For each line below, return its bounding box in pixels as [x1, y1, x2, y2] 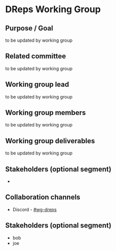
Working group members [5, 108, 86, 117]
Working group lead [5, 80, 69, 89]
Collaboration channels [5, 193, 81, 202]
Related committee [5, 52, 66, 60]
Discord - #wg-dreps [12, 206, 57, 212]
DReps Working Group [5, 4, 101, 15]
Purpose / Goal [5, 24, 53, 33]
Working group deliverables [5, 136, 95, 145]
